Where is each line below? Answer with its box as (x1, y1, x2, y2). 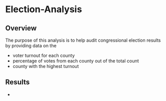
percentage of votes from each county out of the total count (12, 58, 139, 64)
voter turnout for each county (12, 52, 75, 58)
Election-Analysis (5, 4, 82, 15)
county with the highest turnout (12, 63, 79, 69)
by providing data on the (5, 43, 57, 49)
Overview (5, 24, 37, 32)
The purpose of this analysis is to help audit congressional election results (5, 37, 161, 43)
